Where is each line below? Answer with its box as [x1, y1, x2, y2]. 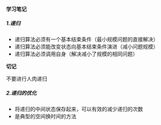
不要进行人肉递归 [6, 75, 47, 82]
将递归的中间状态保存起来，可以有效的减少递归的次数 [14, 105, 143, 112]
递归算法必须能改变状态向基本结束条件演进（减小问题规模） [14, 43, 159, 50]
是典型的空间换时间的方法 [14, 113, 77, 120]
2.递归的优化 [6, 89, 37, 96]
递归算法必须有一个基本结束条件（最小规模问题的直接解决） [14, 36, 159, 43]
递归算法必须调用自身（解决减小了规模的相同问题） [14, 50, 138, 57]
